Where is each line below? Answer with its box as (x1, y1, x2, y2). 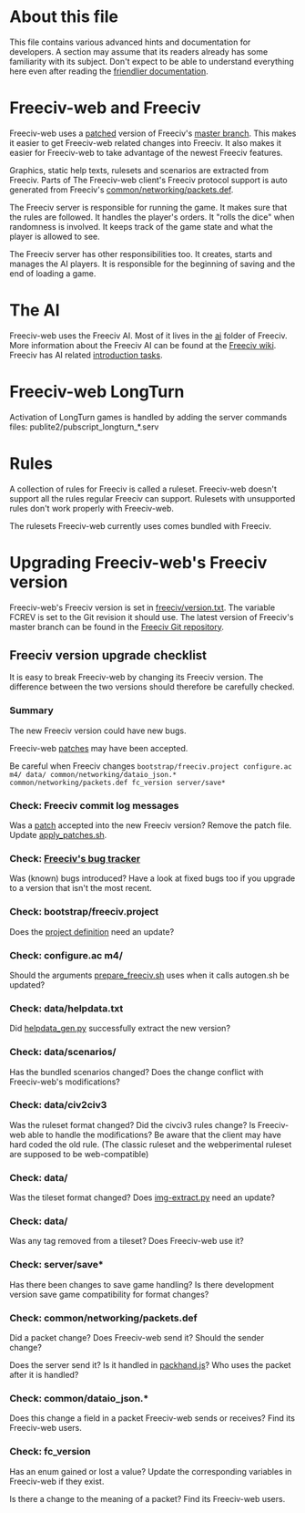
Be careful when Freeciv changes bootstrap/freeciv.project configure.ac (9, 760, 293, 772)
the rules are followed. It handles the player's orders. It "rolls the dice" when (9, 212, 295, 223)
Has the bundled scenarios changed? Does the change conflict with (9, 1066, 264, 1077)
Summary (9, 704, 55, 717)
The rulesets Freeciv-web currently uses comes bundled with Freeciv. (9, 520, 271, 531)
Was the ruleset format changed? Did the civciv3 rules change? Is (9, 1119, 257, 1130)
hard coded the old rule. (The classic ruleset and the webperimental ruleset (9, 1138, 292, 1150)
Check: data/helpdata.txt (9, 1001, 124, 1014)
